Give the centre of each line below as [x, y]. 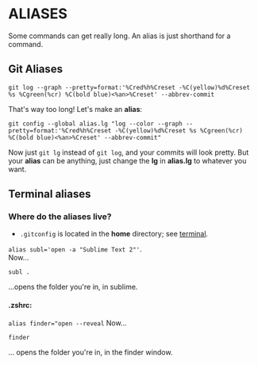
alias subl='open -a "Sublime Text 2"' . [75, 249]
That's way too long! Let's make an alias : [75, 109]
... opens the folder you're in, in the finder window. [90, 352]
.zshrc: [20, 305]
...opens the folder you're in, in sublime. [73, 287]
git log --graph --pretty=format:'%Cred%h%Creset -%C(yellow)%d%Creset [129, 87]
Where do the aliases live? [60, 217]
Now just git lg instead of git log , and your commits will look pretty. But [129, 152]
